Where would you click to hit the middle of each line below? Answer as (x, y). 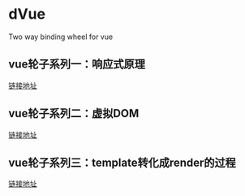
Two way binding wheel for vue (61, 37)
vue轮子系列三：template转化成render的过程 (122, 162)
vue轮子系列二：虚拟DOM (74, 113)
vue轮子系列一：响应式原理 (77, 65)
